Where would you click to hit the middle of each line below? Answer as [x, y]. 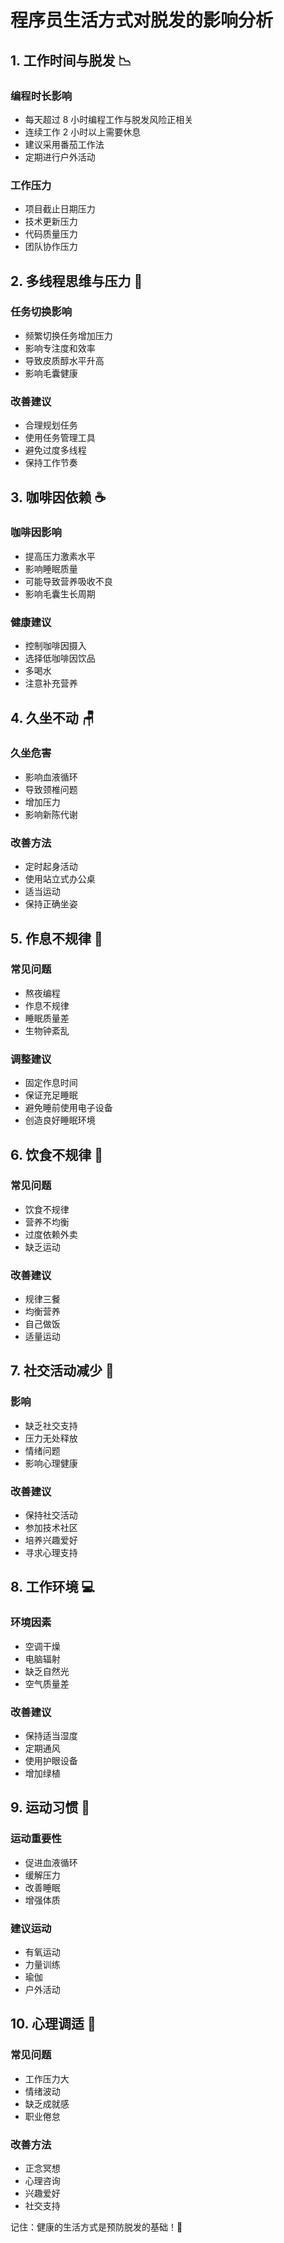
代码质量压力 [51, 234]
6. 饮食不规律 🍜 [57, 1154]
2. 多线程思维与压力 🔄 [76, 281]
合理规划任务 [51, 425]
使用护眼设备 [51, 1761]
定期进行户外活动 [60, 157]
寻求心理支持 [51, 1553]
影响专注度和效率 [60, 348]
